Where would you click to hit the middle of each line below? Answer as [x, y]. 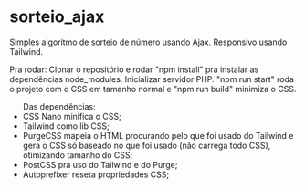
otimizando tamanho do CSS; [78, 155]
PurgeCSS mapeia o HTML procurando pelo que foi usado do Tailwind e [158, 135]
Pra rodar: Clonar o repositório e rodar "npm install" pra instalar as [134, 69]
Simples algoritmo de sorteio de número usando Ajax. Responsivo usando [148, 42]
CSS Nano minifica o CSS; [72, 116]
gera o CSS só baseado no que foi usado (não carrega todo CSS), [147, 145]
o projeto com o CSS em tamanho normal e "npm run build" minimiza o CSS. [153, 89]
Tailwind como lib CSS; [66, 126]
